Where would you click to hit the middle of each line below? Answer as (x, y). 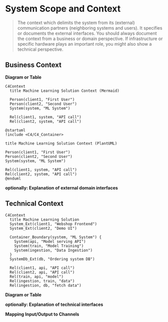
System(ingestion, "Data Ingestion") (53, 250)
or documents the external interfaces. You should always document (87, 33)
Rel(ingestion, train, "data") (42, 281)
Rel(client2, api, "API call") (42, 272)
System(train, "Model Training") (49, 246)
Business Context (33, 65)
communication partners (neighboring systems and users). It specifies (90, 28)
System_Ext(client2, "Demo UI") (43, 228)
